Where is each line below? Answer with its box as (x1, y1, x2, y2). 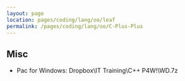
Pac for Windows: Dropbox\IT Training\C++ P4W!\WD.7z (16, 67, 178, 75)
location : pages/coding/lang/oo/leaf (6, 16, 116, 23)
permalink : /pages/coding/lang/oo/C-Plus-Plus (6, 23, 143, 30)
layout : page (6, 10, 44, 17)
